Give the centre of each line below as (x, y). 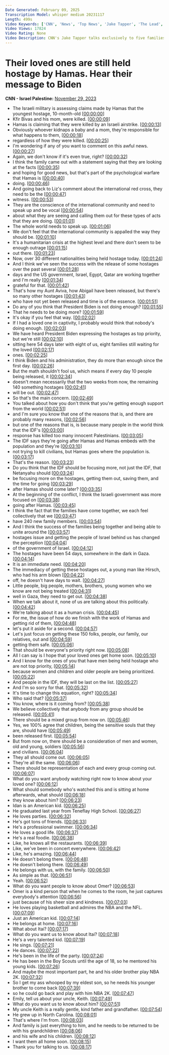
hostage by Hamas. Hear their (69, 74)
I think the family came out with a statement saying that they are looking (87, 162)
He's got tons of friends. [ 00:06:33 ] (50, 821)
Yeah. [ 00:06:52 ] (30, 880)
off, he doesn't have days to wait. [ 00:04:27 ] (59, 580)
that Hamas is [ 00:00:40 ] (38, 178)
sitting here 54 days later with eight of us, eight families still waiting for (86, 344)
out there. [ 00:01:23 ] (34, 253)
